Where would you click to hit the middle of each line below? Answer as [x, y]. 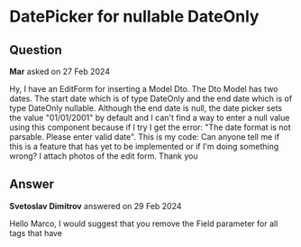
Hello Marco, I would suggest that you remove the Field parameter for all [144, 224]
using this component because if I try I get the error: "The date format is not [150, 127]
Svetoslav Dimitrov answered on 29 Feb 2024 [96, 206]
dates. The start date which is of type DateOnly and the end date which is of [151, 98]
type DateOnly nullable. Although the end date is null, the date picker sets [146, 108]
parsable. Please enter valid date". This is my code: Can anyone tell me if [145, 137]
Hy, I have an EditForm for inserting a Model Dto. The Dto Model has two [144, 89]
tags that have [36, 233]
